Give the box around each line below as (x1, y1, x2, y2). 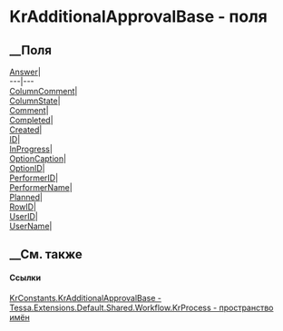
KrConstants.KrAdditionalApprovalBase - (9, 292, 161, 303)
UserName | (9, 220, 53, 231)
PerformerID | (9, 172, 59, 183)
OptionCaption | (9, 153, 66, 164)
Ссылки (9, 272, 42, 283)
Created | (9, 124, 43, 135)
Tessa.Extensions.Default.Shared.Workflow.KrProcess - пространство (9, 302, 274, 313)
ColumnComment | (9, 86, 78, 96)
